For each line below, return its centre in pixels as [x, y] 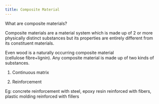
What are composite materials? [36, 23]
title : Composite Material [32, 9]
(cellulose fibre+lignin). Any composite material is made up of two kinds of [79, 58]
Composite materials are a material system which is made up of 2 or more [79, 33]
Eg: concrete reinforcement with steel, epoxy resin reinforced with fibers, [78, 91]
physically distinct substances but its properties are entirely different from [79, 38]
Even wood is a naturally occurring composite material [60, 52]
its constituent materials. [30, 43]
